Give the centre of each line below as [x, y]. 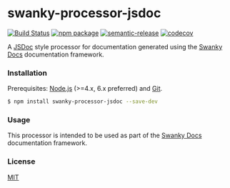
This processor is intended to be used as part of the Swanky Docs [105, 135]
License [21, 162]
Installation [27, 73]
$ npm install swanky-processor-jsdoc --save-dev [83, 102]
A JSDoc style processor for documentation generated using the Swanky [115, 46]
